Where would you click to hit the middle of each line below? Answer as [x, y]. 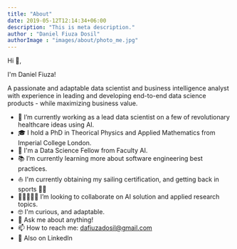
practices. [32, 169]
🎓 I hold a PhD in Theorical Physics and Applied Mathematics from [116, 133]
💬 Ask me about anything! [56, 220]
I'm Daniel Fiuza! [32, 75]
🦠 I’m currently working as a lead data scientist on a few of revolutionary [123, 117]
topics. [28, 204]
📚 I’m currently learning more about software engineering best [110, 159]
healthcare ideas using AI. [56, 124]
